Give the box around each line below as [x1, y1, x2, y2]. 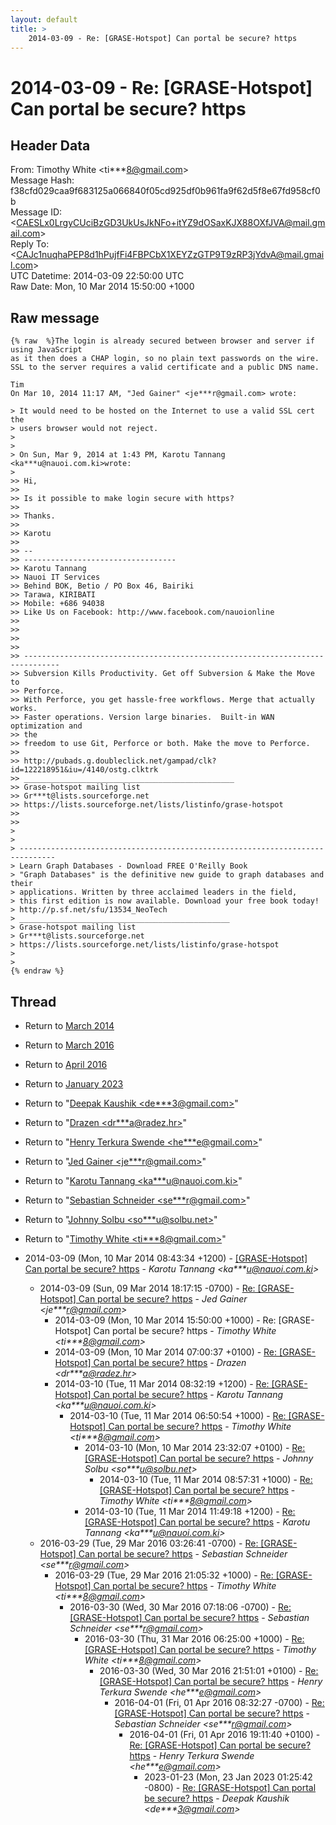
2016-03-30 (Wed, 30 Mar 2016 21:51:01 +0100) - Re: [99, 1665, 319, 1676]
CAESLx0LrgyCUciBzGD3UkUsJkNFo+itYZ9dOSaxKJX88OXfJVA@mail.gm [16, 217, 326, 229]
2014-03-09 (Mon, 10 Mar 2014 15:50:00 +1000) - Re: [54, 1314, 277, 1326]
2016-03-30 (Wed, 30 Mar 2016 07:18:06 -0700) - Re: [69, 1601, 292, 1613]
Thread [10, 993, 57, 1010]
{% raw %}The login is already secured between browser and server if [10, 336, 315, 346]
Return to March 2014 [24, 1020, 115, 1031]
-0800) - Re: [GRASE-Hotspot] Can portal [144, 1782, 317, 1793]
